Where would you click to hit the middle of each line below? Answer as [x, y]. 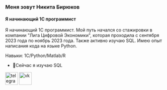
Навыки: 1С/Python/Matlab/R [35, 55]
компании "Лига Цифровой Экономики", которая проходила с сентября [82, 35]
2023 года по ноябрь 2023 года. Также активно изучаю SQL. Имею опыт [84, 40]
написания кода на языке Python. [41, 46]
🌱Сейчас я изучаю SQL [37, 65]
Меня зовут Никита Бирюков [43, 7]
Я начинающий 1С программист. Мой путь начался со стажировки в [79, 30]
